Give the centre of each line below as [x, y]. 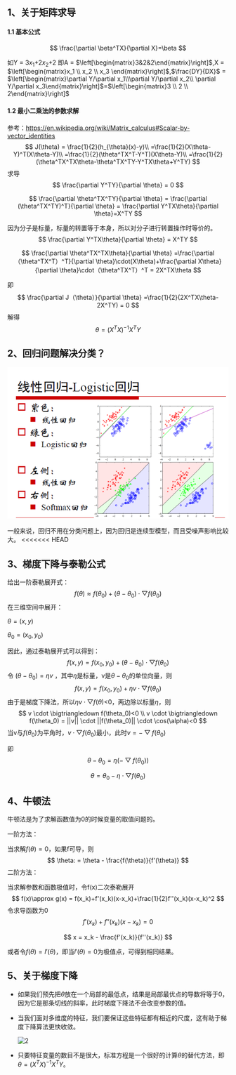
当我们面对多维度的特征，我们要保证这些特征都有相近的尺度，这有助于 [119, 1017]
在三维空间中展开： [35, 607]
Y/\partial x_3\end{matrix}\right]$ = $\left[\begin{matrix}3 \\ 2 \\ [98, 86]
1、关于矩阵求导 [42, 13]
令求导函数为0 [28, 911]
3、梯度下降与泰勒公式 [57, 564]
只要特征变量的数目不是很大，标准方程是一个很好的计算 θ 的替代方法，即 [121, 1055]
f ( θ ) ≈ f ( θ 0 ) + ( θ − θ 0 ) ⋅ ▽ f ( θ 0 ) [118, 594]
